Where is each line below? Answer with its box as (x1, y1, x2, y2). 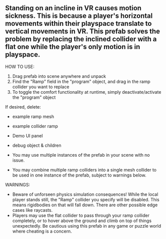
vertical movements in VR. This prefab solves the (5, 27, 160, 36)
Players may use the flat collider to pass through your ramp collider (12, 212, 150, 218)
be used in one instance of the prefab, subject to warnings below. (12, 172, 147, 178)
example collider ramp (12, 123, 58, 129)
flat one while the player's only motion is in (5, 43, 140, 51)
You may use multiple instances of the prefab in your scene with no (12, 152, 150, 158)
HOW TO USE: (5, 63, 35, 69)
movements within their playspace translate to (5, 19, 152, 28)
